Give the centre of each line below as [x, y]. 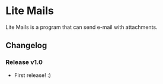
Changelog [26, 46]
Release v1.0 [24, 62]
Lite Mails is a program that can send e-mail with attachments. [81, 27]
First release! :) [33, 75]
